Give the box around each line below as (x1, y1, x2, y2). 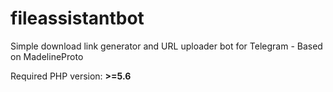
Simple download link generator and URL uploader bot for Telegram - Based (10, 40, 323, 52)
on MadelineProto (10, 50, 84, 62)
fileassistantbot (10, 7, 145, 30)
